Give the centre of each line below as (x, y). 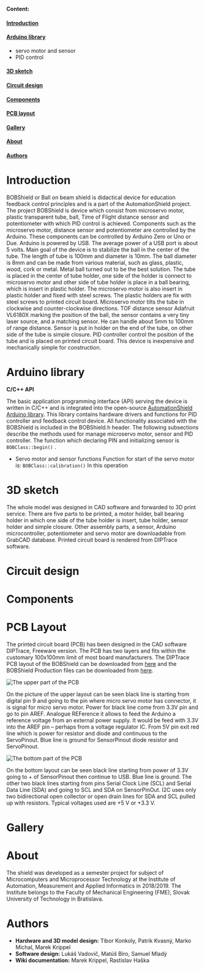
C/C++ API (20, 389)
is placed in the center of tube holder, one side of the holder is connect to (99, 275)
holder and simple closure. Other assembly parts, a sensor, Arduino (91, 526)
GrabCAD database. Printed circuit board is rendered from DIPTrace (92, 539)
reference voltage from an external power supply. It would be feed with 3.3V (102, 721)
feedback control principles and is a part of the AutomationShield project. (99, 204)
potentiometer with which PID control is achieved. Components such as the (101, 223)
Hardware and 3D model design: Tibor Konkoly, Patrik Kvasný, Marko (103, 941)
